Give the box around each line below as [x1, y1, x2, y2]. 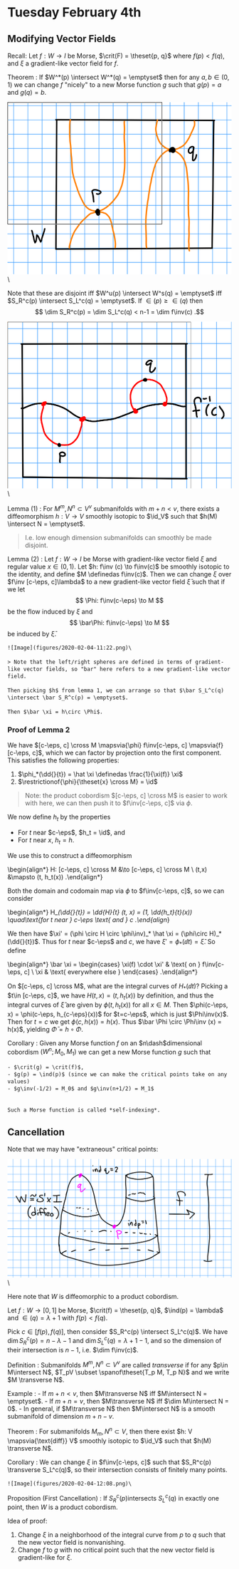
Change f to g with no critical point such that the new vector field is [17, 1545, 215, 1554]
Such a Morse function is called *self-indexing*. [7, 1107, 161, 1114]
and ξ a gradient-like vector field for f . [7, 59, 119, 68]
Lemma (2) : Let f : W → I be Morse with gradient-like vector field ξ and [7, 554, 217, 563]
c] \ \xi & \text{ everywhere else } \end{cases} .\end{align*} [23, 968, 198, 976]
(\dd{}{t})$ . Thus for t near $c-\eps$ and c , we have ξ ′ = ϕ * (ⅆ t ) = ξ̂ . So [7, 937, 216, 948]
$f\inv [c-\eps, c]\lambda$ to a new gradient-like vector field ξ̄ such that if [7, 577, 225, 586]
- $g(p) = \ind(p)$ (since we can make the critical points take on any [7, 1071, 228, 1078]
